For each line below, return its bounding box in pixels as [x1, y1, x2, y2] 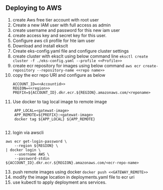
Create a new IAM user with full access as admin [12, 22, 111, 28]
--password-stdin [14, 156, 50, 161]
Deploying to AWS [5, 4, 62, 12]
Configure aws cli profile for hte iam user [12, 38, 95, 43]
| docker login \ [5, 148, 41, 152]
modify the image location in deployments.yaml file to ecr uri [12, 174, 135, 180]
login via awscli [12, 129, 44, 135]
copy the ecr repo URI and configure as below [12, 72, 105, 78]
